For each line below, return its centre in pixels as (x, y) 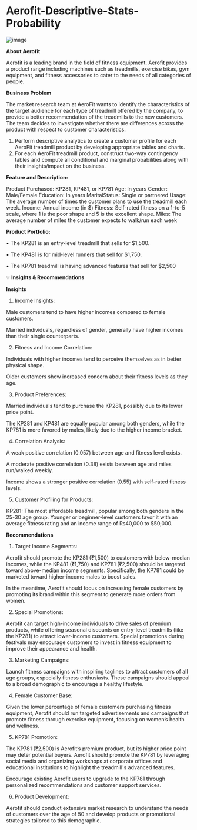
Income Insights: (35, 300)
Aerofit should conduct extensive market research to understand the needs (97, 808)
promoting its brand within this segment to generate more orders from (91, 594)
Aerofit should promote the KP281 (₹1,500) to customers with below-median (98, 558)
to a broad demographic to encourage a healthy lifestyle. (75, 684)
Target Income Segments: (46, 546)
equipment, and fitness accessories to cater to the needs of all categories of (99, 75)
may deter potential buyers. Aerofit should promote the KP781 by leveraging (98, 754)
